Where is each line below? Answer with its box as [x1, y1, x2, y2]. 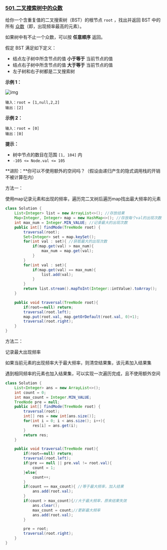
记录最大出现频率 [5, 349, 41, 355]
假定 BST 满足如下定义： [5, 45, 57, 51]
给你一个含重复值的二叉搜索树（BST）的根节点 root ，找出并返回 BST [5, 17, 151, 23]
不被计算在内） [5, 174, 36, 181]
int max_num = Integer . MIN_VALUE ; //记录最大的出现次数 [14, 220, 128, 225]
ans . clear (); [32, 503, 60, 508]
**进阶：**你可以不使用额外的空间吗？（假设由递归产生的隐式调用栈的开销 [5, 168, 161, 174]
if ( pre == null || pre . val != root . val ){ [23, 461, 112, 466]
